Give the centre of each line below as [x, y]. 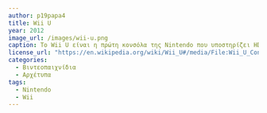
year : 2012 [26, 30]
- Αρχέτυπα [33, 75]
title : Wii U [30, 23]
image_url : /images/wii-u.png [58, 38]
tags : [17, 82]
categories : [28, 60]
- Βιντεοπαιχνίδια [46, 68]
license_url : [30, 53]
